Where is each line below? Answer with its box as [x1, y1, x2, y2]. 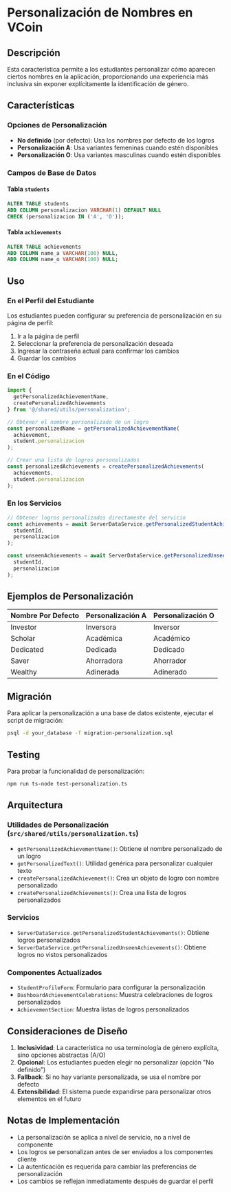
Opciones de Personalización [7, 121, 107, 130]
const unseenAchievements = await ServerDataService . [7, 553, 165, 559]
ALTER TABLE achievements [7, 243, 81, 250]
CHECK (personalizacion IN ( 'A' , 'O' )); [7, 213, 125, 220]
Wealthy [10, 667, 37, 677]
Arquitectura [7, 799, 63, 811]
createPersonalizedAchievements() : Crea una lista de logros [16, 888, 187, 896]
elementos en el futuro [16, 1094, 81, 1103]
